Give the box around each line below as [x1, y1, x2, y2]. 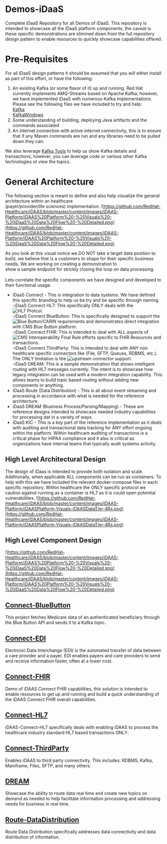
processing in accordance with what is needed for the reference [12, 393, 145, 399]
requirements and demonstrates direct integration [57, 318, 160, 324]
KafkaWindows [12, 112, 44, 118]
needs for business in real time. [5, 801, 70, 807]
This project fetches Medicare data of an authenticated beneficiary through [5, 614, 160, 620]
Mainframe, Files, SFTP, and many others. [5, 762, 91, 768]
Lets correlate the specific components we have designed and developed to [5, 277, 162, 283]
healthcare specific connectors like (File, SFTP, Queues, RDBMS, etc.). [12, 350, 158, 356]
